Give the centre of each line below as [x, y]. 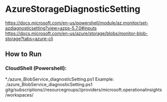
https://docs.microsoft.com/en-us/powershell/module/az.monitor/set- [77, 23]
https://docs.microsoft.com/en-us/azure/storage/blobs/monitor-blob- [77, 33]
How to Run [23, 54]
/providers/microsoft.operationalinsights [121, 90]
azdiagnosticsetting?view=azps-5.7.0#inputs [51, 28]
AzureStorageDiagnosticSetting [73, 9]
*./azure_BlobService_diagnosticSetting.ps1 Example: [60, 79]
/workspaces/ [19, 95]
